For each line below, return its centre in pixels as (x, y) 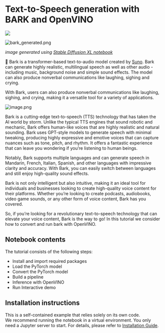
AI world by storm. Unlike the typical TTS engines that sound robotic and (79, 122)
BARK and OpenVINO (49, 20)
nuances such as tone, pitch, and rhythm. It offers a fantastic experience (79, 143)
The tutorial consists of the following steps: (49, 251)
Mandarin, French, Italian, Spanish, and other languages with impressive (78, 163)
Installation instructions (42, 303)
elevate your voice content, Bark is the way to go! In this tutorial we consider (83, 219)
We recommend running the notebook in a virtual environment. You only (78, 320)
